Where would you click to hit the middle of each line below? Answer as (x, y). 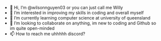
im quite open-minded (32, 28)
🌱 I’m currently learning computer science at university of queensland (80, 18)
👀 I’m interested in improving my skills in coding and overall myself (77, 13)
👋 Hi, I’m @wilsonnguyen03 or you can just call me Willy (66, 8)
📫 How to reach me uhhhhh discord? (47, 34)
